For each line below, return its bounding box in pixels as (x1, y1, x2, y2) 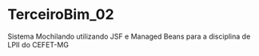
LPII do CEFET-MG (7, 39, 70, 49)
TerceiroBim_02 (7, 6, 114, 24)
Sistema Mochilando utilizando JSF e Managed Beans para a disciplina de (7, 32, 251, 41)
